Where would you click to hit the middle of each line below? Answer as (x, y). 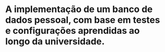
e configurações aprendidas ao (73, 31)
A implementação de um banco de (79, 9)
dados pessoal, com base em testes (83, 20)
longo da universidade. (55, 42)
